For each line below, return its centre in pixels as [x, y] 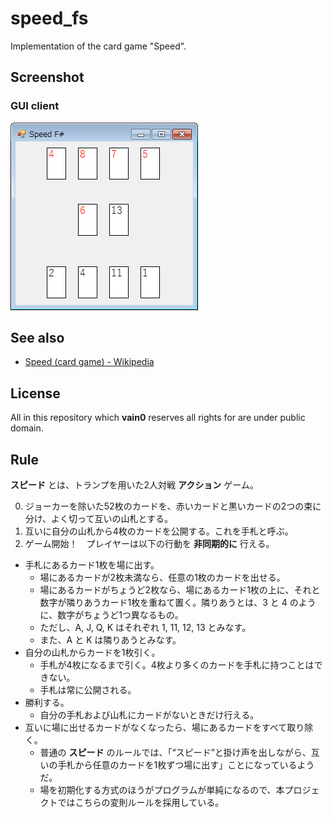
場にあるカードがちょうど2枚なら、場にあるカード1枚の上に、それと [180, 590]
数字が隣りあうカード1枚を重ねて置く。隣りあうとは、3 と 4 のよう [178, 603]
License [35, 393]
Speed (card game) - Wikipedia [89, 362]
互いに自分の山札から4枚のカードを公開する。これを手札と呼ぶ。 [159, 531]
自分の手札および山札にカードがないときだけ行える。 [149, 715]
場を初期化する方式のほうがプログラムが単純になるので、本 [162, 790]
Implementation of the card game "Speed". [98, 46]
